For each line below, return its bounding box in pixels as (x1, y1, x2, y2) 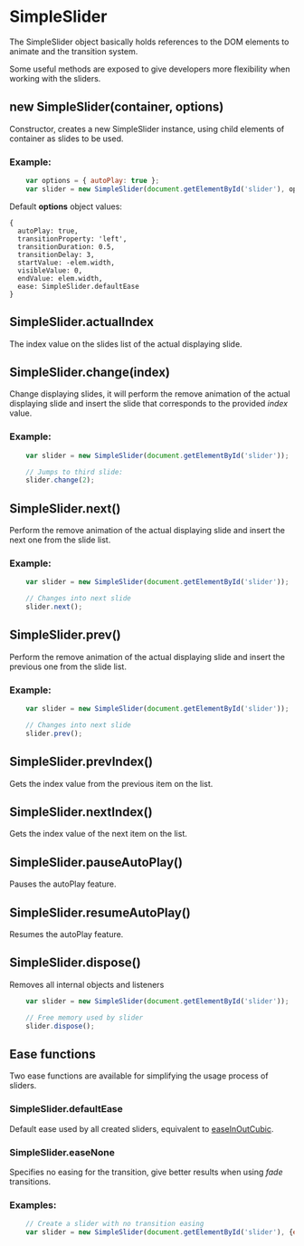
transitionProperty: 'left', (17, 234, 128, 244)
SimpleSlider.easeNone (9, 1145, 116, 1158)
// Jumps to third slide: (25, 467, 124, 476)
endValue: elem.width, (17, 273, 103, 283)
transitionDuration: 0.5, (17, 242, 116, 251)
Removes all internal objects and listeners (9, 979, 165, 990)
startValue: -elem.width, (17, 258, 116, 267)
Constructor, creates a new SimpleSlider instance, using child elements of (9, 123, 285, 134)
